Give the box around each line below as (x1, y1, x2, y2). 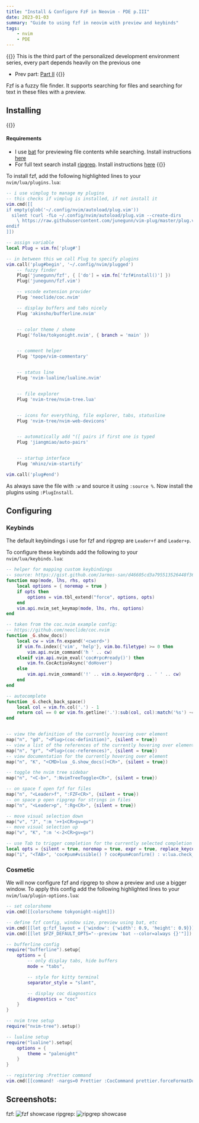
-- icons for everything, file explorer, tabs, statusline (17, 412, 166, 418)
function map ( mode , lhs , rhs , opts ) (6, 578, 97, 584)
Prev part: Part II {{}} (14, 71, 65, 77)
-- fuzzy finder (17, 267, 57, 273)
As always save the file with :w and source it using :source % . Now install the (6, 482, 193, 490)
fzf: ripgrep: (6, 1110, 76, 1117)
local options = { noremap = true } (17, 584, 108, 589)
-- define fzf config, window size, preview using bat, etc (6, 920, 158, 926)
